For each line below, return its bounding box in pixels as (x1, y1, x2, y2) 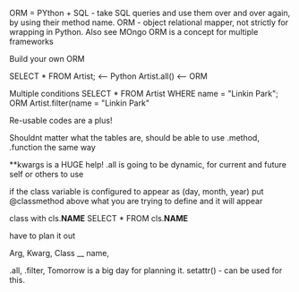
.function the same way (9, 142, 96, 152)
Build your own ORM (9, 54, 85, 64)
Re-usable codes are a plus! (9, 116, 113, 125)
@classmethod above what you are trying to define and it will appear (9, 196, 263, 206)
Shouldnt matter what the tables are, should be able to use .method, (9, 133, 260, 142)
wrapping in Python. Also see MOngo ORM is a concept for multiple (9, 27, 259, 37)
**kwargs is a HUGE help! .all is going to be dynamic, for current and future (9, 159, 286, 169)
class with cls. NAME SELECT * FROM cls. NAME (9, 213, 188, 223)
